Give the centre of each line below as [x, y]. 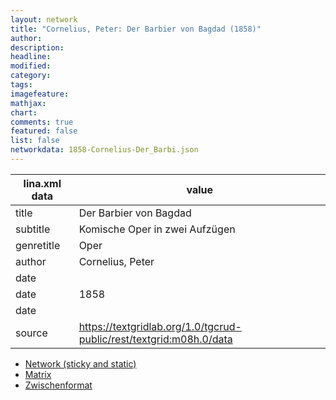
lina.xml [42, 183]
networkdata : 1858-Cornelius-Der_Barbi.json [104, 150]
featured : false [44, 131]
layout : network [44, 19]
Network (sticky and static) [80, 363]
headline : [31, 57]
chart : [24, 112]
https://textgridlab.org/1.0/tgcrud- [160, 326]
